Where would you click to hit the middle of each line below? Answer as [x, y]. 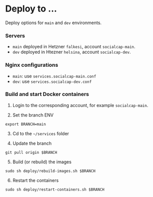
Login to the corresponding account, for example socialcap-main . [80, 105]
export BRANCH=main [26, 124]
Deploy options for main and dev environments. [53, 23]
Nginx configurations [32, 65]
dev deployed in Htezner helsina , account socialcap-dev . [71, 52]
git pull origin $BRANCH [31, 152]
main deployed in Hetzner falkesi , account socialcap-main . [74, 47]
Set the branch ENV [33, 115]
